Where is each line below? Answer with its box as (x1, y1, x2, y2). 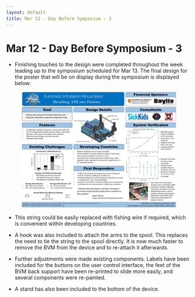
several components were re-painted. (14, 274, 106, 281)
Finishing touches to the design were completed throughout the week (14, 61, 183, 68)
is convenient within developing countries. (14, 220, 117, 227)
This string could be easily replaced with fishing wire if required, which (14, 214, 186, 221)
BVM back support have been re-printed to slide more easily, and (14, 268, 173, 275)
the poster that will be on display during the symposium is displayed (14, 73, 179, 80)
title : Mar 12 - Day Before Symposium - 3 (6, 15, 112, 22)
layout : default (6, 9, 46, 15)
